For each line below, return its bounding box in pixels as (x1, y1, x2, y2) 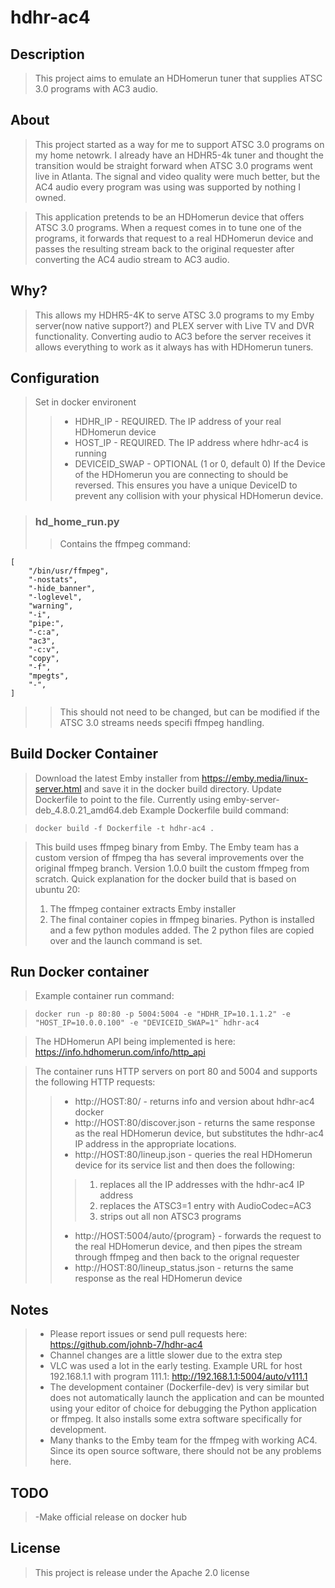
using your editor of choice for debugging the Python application (49, 1402, 317, 1415)
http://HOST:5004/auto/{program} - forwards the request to (74, 1230, 322, 1242)
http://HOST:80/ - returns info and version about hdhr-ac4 (74, 1096, 315, 1108)
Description (10, 46, 85, 63)
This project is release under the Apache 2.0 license (34, 1566, 250, 1578)
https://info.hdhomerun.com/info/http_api (34, 1046, 206, 1058)
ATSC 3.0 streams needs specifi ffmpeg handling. (59, 716, 265, 728)
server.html (34, 782, 82, 795)
